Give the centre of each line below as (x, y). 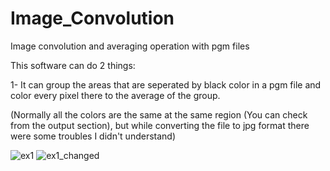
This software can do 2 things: (73, 65)
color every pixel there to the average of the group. (115, 95)
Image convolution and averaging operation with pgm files (130, 46)
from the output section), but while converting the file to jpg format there (160, 125)
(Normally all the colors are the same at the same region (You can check (159, 114)
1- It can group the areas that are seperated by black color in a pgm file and (166, 84)
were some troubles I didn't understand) (93, 136)
